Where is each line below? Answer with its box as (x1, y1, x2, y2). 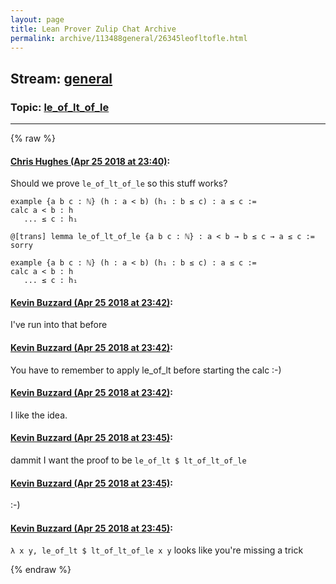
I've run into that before (10, 319, 108, 331)
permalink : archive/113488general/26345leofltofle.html (10, 33, 248, 43)
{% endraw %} (10, 564, 72, 576)
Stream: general (10, 70, 113, 87)
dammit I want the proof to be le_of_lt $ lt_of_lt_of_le (10, 454, 247, 466)
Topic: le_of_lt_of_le (10, 100, 110, 114)
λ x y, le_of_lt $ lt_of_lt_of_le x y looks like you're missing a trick (10, 544, 304, 556)
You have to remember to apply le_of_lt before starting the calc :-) (10, 364, 282, 376)
